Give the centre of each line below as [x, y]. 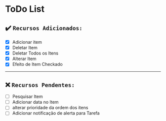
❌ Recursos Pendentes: [40, 85]
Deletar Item [25, 48]
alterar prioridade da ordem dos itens [50, 108]
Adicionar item [27, 42]
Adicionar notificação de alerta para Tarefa [56, 113]
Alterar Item [24, 59]
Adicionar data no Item [35, 102]
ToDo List [25, 9]
